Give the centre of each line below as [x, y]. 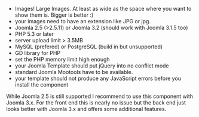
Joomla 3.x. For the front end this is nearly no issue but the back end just [96, 103]
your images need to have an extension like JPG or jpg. [83, 21]
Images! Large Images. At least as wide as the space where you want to [103, 9]
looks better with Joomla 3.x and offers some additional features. [86, 109]
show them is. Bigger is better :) [54, 15]
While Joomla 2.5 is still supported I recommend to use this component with [99, 96]
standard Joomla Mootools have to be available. [74, 72]
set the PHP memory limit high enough [62, 59]
